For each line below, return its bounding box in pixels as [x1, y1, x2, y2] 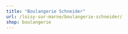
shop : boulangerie [6, 19, 51, 25]
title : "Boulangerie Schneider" [6, 8, 86, 14]
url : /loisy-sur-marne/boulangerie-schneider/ [6, 14, 123, 20]
